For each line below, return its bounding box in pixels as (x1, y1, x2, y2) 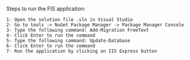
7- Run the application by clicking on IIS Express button (6, 48, 158, 54)
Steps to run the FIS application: (6, 5, 86, 12)
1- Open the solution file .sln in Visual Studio (6, 17, 133, 23)
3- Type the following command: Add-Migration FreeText (6, 27, 149, 33)
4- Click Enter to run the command (6, 32, 96, 38)
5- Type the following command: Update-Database (6, 38, 130, 44)
